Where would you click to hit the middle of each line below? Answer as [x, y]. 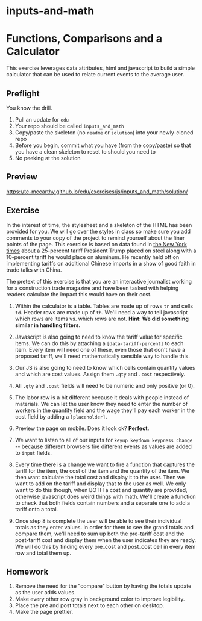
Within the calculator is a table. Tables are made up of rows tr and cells [104, 306]
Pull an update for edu [42, 119]
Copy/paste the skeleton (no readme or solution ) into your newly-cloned [104, 132]
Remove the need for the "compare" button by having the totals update [103, 586]
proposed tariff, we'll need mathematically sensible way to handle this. [102, 356]
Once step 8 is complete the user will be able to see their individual [98, 521]
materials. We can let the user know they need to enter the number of [101, 404]
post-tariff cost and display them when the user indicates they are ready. [106, 540]
